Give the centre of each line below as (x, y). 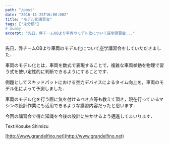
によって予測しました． (43, 88)
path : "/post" (20, 10)
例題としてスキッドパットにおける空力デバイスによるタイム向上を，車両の (82, 82)
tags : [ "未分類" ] (22, 24)
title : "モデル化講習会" (29, 19)
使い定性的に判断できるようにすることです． (65, 71)
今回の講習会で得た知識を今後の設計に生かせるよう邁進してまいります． (80, 116)
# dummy (13, 29)
